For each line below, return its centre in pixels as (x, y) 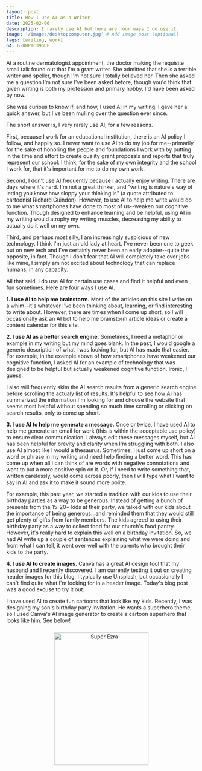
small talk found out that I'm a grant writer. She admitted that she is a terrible (101, 69)
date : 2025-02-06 (28, 23)
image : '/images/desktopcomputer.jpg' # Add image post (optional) (93, 34)
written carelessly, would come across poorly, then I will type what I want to (100, 476)
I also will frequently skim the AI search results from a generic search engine (101, 387)
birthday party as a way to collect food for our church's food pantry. (91, 526)
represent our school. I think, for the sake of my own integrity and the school (101, 162)
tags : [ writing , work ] (35, 40)
